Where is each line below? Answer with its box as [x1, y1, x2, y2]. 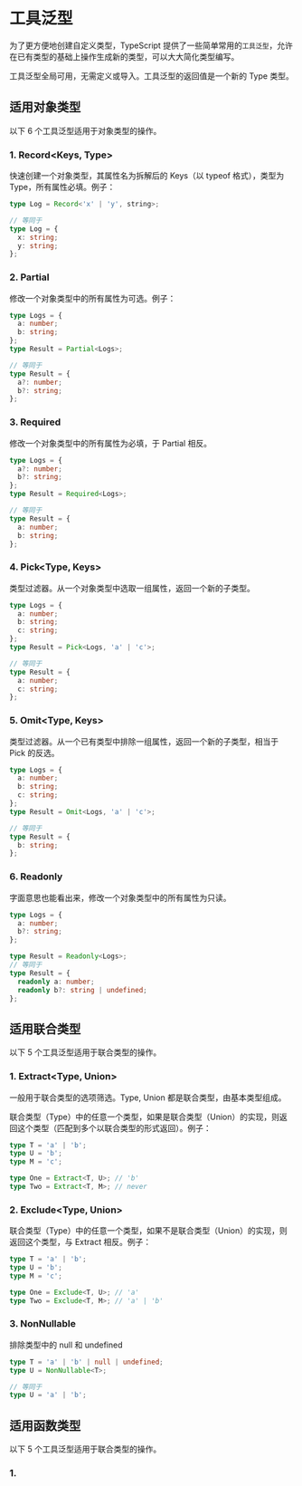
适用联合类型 [9, 1021, 81, 1037]
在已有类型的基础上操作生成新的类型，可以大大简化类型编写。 [9, 51, 240, 62]
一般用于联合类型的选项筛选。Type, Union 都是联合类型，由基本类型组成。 [9, 1092, 287, 1103]
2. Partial [9, 271, 50, 283]
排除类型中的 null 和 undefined [9, 1339, 124, 1350]
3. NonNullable [9, 1318, 77, 1330]
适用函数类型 [9, 1418, 81, 1433]
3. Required [9, 416, 61, 428]
